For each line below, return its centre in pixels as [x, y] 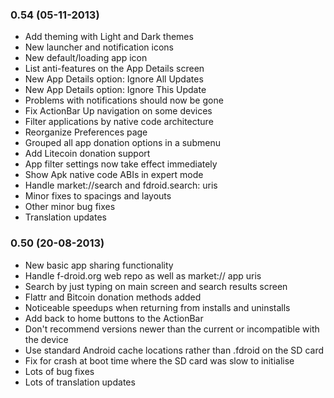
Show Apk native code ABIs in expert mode [114, 175]
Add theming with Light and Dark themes [109, 37]
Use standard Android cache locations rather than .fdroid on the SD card [174, 350]
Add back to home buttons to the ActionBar [114, 318]
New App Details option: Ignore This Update [115, 90]
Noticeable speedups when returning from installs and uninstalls [157, 307]
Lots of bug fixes [59, 371]
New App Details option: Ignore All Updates [114, 79]
